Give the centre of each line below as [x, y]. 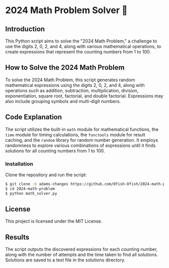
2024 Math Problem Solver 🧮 [66, 10]
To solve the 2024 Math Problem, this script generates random [70, 80]
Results [17, 237]
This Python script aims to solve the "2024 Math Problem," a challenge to [81, 41]
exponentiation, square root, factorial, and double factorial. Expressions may [84, 96]
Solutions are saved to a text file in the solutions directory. [65, 260]
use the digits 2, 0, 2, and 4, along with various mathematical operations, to [83, 46]
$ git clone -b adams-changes [37, 184]
